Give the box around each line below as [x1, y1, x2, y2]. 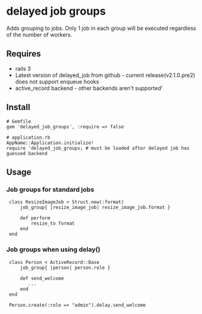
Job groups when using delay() [6, 246, 101, 254]
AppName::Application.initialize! [6, 139, 95, 146]
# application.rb [6, 134, 51, 141]
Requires [6, 49, 41, 59]
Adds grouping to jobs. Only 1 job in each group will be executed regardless [6, 24, 197, 32]
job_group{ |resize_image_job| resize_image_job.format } [20, 205, 171, 211]
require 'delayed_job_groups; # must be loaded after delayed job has [6, 145, 190, 151]
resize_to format [31, 221, 75, 227]
